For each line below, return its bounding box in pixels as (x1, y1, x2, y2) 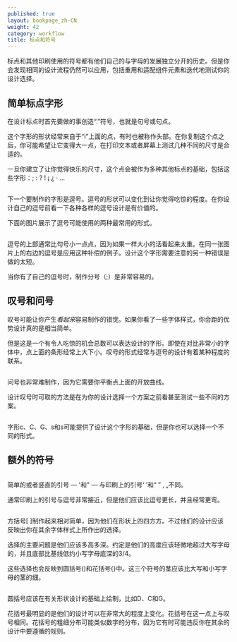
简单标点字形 (7, 97, 63, 109)
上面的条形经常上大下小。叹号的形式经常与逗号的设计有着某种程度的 (31, 347, 230, 356)
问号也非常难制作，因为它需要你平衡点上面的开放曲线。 (7, 377, 168, 386)
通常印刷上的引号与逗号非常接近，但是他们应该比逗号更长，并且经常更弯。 (7, 495, 224, 504)
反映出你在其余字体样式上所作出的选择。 (7, 525, 125, 533)
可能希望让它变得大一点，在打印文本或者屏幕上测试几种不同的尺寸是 (25, 140, 224, 149)
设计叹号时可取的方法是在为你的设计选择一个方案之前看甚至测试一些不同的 (7, 392, 224, 401)
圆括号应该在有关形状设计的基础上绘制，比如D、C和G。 (7, 594, 169, 602)
